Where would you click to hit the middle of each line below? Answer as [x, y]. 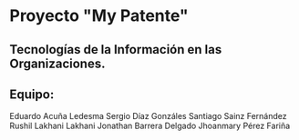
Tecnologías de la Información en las [116, 50]
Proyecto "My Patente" [99, 16]
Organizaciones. [57, 63]
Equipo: [32, 94]
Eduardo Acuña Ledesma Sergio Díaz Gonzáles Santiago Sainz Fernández [148, 116]
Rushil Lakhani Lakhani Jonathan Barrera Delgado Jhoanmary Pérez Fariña [150, 126]
